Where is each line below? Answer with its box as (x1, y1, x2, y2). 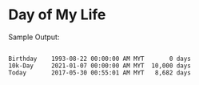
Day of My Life (8, 6, 106, 24)
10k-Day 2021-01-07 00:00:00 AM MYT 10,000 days (8, 62, 192, 70)
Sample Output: (8, 32, 60, 42)
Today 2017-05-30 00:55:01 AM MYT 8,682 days (8, 68, 192, 77)
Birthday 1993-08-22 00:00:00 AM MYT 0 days (8, 55, 192, 63)
